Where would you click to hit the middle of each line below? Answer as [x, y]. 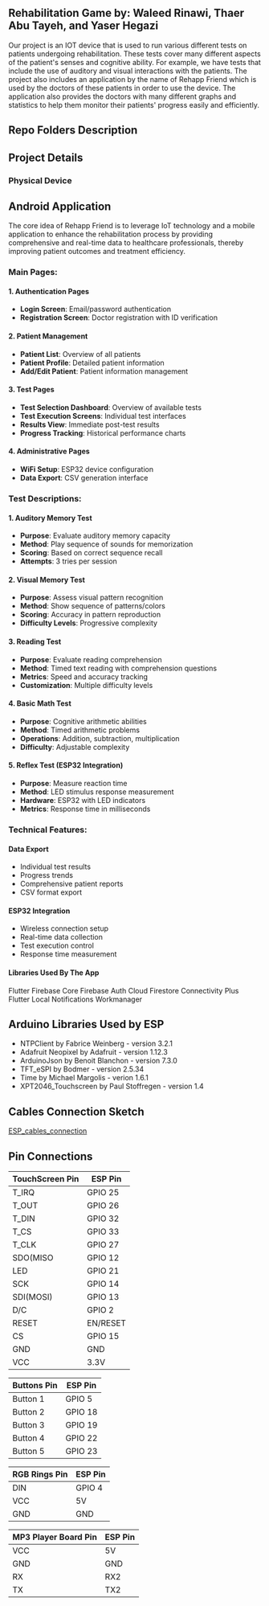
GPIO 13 [103, 1297]
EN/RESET [107, 1323]
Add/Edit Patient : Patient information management [104, 371]
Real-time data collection [61, 937]
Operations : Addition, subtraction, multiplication [100, 738]
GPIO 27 [103, 1244]
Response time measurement [68, 954]
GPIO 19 [82, 1424]
